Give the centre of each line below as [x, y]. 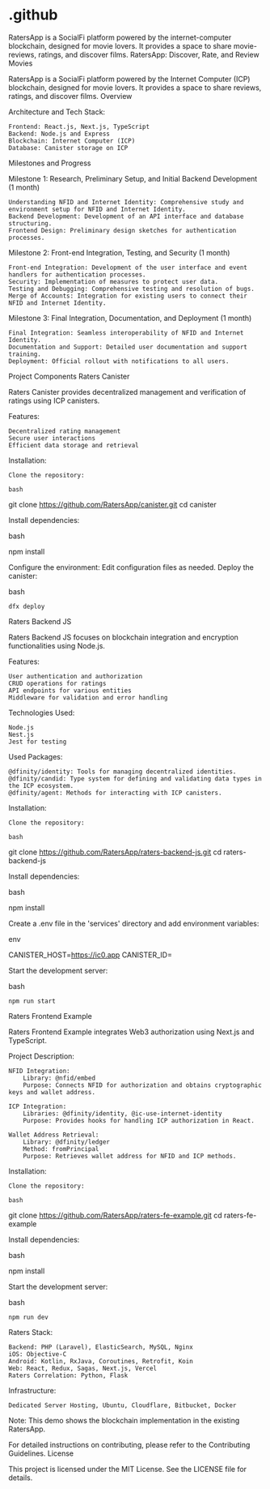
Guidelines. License [41, 1453]
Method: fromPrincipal [61, 1149]
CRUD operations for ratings [57, 683]
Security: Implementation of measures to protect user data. [114, 281]
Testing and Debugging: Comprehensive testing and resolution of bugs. [131, 289]
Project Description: [42, 1056]
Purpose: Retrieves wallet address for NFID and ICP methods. [130, 1156]
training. [25, 354]
